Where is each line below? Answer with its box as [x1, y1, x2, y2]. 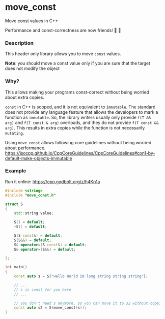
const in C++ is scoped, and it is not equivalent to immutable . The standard [5, 104, 156, 110]
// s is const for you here [14, 287, 71, 292]
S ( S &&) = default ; [14, 238, 52, 243]
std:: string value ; [14, 211, 54, 216]
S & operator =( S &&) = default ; [14, 247, 76, 252]
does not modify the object [5, 65, 60, 71]
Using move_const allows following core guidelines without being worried [5, 139, 152, 145]
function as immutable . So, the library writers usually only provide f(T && [5, 114, 151, 120]
